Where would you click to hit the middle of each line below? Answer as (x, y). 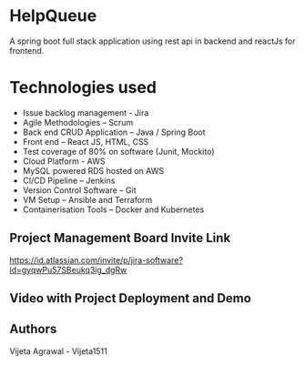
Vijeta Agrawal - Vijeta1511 (58, 351)
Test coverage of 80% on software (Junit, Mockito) (119, 151)
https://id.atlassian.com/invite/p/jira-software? (97, 259)
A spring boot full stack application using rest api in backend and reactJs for (152, 41)
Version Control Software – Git (79, 190)
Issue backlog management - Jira (86, 112)
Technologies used (83, 88)
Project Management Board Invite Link (120, 238)
